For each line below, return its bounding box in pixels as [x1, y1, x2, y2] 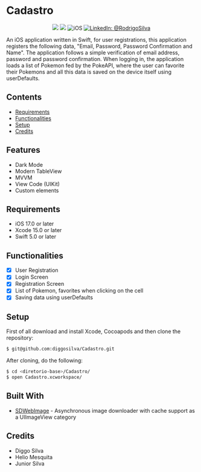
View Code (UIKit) [14, 180, 60, 187]
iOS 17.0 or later [14, 220, 54, 227]
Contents [6, 92, 42, 103]
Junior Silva [14, 460, 45, 467]
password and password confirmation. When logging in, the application [6, 55, 184, 62]
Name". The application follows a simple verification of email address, [6, 49, 180, 56]
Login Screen [14, 273, 48, 281]
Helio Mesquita [14, 453, 53, 461]
